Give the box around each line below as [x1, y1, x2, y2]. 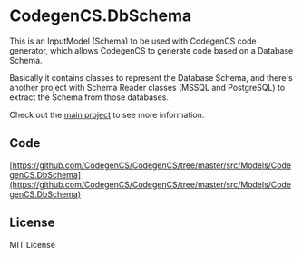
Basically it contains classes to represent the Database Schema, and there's [9, 72, 293, 83]
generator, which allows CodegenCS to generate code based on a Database [9, 44, 294, 55]
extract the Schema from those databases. [9, 92, 170, 103]
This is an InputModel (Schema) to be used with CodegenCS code [9, 35, 257, 46]
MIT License [9, 239, 56, 250]
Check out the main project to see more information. [9, 109, 205, 120]
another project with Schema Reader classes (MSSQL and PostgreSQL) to [9, 82, 286, 93]
